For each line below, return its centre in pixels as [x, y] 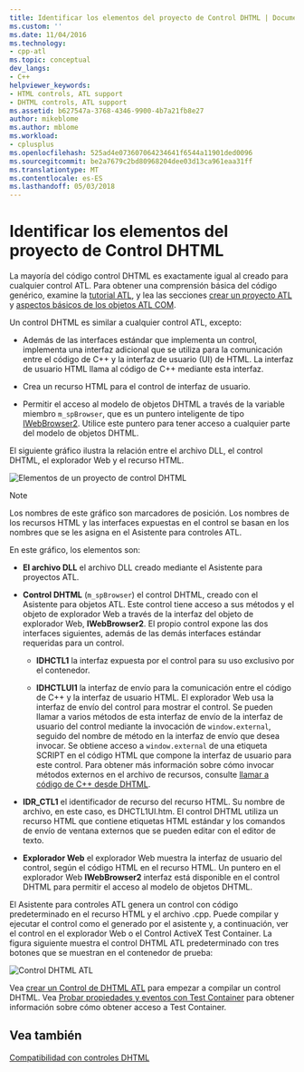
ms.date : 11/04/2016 [48, 34]
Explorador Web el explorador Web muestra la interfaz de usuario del [152, 858]
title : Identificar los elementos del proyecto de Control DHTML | [139, 18]
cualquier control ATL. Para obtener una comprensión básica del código [143, 286]
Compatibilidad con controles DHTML [80, 1057]
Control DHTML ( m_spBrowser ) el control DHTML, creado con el [140, 595]
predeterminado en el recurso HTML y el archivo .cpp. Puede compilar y [144, 914]
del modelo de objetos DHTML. [81, 433]
